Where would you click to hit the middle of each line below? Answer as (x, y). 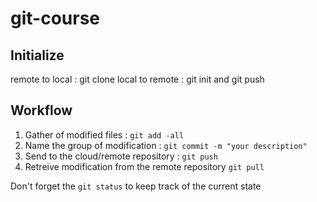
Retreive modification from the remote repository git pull (144, 166)
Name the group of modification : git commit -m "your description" (166, 145)
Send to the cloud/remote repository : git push (121, 156)
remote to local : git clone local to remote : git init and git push (137, 79)
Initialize (37, 55)
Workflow (41, 110)
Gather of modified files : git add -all (104, 134)
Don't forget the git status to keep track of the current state (136, 186)
